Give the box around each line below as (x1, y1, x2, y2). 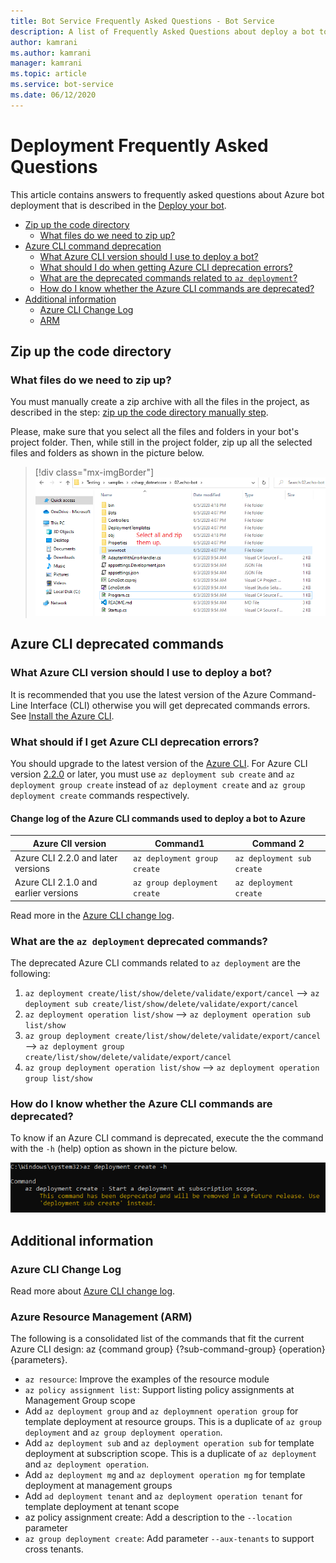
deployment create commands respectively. (10, 789, 190, 801)
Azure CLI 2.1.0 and (14, 876, 98, 889)
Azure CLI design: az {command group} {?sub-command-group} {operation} (10, 1343, 326, 1355)
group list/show (24, 1073, 93, 1084)
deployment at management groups (24, 1480, 173, 1492)
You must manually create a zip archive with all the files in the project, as (10, 396, 310, 408)
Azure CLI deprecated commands (10, 636, 224, 653)
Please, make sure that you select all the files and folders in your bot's (10, 426, 300, 438)
